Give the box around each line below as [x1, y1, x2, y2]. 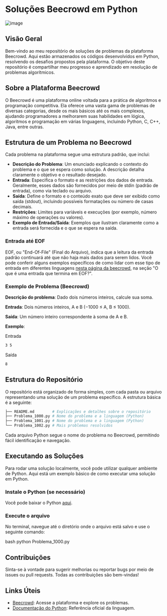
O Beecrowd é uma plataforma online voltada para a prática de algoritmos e [5, 97, 161, 103]
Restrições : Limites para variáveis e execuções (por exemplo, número [12, 209, 157, 215]
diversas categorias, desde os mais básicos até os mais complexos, [5, 108, 145, 114]
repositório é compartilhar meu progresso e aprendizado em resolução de [5, 64, 157, 70]
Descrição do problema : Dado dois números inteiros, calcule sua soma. [5, 294, 153, 300]
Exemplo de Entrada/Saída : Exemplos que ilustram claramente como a [12, 220, 159, 226]
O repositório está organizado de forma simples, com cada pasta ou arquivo [5, 388, 162, 394]
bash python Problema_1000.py [5, 539, 70, 545]
